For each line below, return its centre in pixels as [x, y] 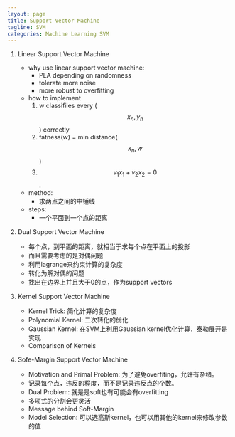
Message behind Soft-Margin [71, 409]
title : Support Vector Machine [54, 21]
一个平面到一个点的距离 [73, 217]
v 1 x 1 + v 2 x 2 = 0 [135, 173]
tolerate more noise [67, 83]
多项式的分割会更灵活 [59, 401]
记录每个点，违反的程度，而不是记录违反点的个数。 [103, 383]
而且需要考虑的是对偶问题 [66, 255]
